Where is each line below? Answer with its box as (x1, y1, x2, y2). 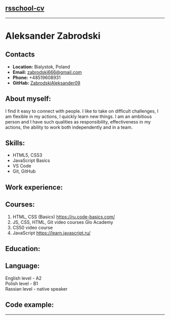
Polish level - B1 (5, 281, 38, 287)
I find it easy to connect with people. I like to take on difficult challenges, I (5, 108, 158, 114)
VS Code (12, 163, 31, 169)
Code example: (5, 301, 54, 309)
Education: (5, 245, 40, 253)
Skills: (5, 139, 25, 147)
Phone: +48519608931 (12, 74, 61, 81)
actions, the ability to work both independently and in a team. (5, 124, 133, 130)
